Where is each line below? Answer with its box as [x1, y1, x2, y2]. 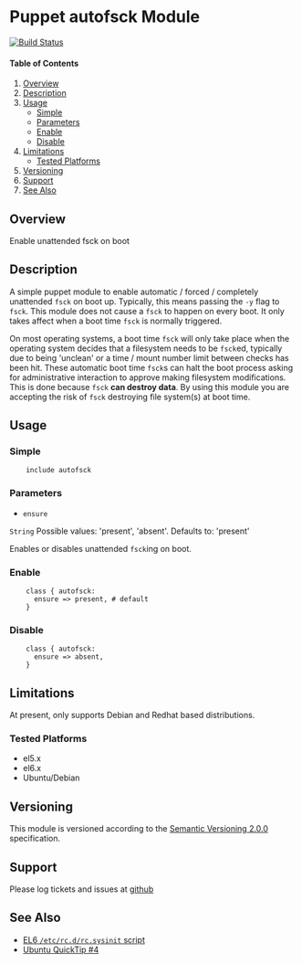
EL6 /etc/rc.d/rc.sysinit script [22, 934, 146, 945]
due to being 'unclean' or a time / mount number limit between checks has [9, 352, 289, 363]
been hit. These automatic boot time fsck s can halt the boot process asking [9, 362, 294, 373]
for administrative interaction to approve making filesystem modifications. [9, 372, 286, 383]
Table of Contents [9, 58, 79, 69]
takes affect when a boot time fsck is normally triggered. [9, 315, 223, 326]
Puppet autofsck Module [9, 6, 201, 27]
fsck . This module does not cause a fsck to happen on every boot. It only [9, 305, 285, 316]
